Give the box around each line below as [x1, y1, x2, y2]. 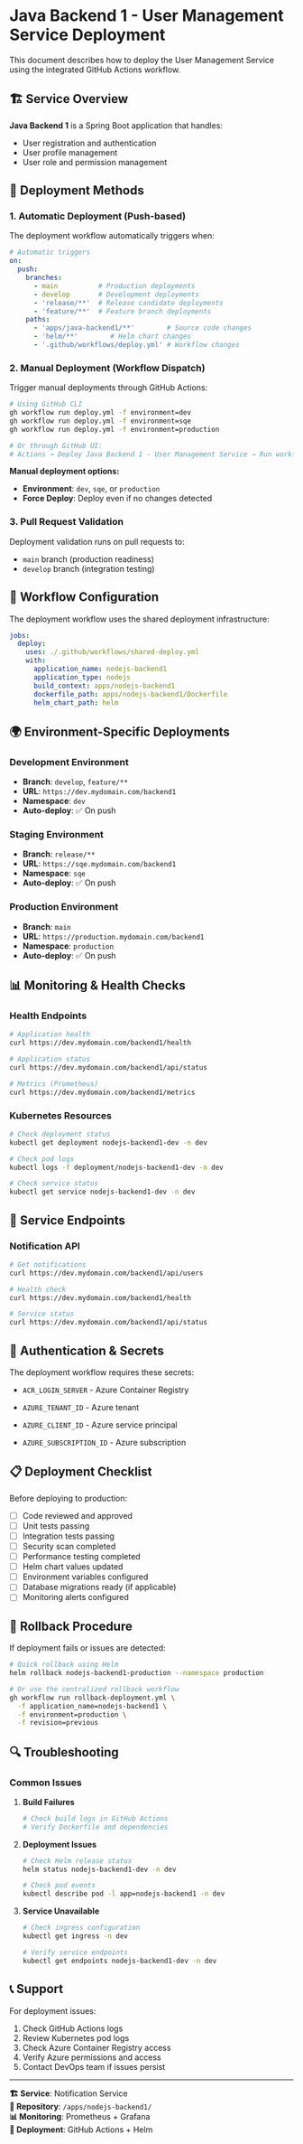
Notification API [9, 1240, 81, 1252]
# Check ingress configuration [22, 1924, 141, 1933]
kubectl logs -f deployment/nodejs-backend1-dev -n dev [9, 1163, 224, 1172]
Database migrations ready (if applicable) [22, 1582, 177, 1593]
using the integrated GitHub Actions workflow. [9, 64, 181, 75]
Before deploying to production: [9, 1493, 128, 1503]
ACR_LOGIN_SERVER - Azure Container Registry [22, 1384, 189, 1395]
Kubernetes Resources [9, 1109, 113, 1121]
